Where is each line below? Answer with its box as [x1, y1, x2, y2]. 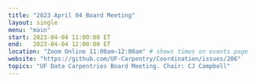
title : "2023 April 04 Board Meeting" [8, 11, 135, 20]
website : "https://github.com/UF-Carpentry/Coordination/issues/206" [8, 55, 242, 63]
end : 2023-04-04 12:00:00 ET [8, 41, 111, 48]
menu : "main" [8, 26, 51, 34]
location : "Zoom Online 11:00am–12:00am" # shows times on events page [8, 48, 248, 55]
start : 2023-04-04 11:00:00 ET [8, 33, 111, 41]
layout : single [8, 19, 58, 27]
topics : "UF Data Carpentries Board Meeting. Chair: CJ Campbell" [8, 62, 231, 70]
